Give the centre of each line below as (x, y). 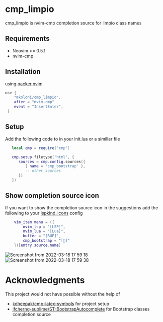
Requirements (27, 39)
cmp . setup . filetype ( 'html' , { (43, 157)
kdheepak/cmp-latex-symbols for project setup (61, 304)
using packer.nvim (24, 84)
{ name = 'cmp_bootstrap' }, (55, 166)
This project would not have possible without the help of (63, 294)
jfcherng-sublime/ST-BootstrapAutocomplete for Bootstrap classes (81, 309)
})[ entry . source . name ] (38, 245)
